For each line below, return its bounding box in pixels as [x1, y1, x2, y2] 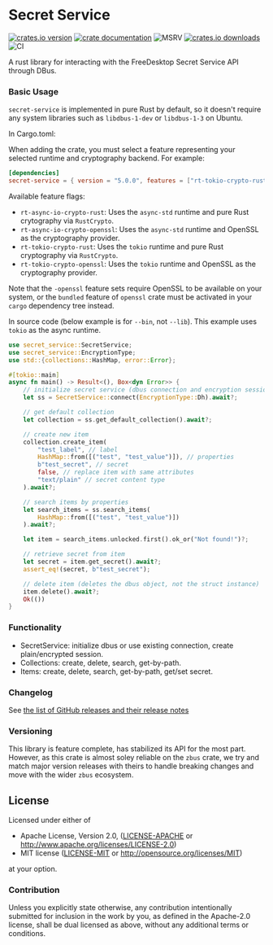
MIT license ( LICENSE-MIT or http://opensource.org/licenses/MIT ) [19, 848, 243, 858]
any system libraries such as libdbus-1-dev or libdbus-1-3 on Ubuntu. [8, 113, 244, 123]
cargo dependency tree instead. [8, 300, 115, 310]
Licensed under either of [8, 816, 91, 825]
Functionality [8, 622, 63, 633]
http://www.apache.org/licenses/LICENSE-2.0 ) [19, 840, 177, 850]
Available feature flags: [8, 191, 85, 201]
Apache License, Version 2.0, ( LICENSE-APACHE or [19, 831, 193, 841]
